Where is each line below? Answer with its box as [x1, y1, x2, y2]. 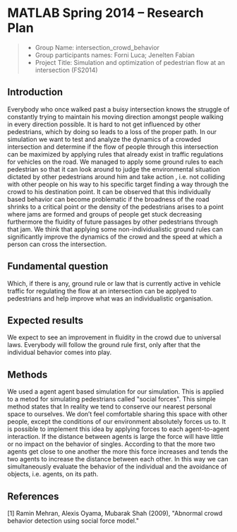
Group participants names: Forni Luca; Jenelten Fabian [35, 51, 195, 59]
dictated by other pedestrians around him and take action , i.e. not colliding [7, 172, 226, 181]
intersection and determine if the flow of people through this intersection [7, 143, 219, 151]
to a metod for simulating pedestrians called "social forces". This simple [7, 395, 217, 404]
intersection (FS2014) [35, 66, 98, 74]
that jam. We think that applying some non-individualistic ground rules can [7, 224, 224, 234]
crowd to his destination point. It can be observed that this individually [7, 187, 212, 195]
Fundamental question [7, 260, 109, 272]
